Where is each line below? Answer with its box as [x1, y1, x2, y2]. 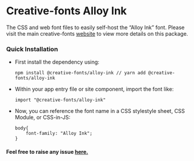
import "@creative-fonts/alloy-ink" [14, 97, 106, 103]
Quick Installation [6, 45, 58, 53]
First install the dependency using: [14, 58, 100, 66]
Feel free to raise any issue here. [6, 148, 88, 155]
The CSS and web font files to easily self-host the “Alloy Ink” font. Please [6, 24, 185, 31]
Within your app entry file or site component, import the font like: [14, 86, 174, 93]
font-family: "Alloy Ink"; [26, 131, 93, 137]
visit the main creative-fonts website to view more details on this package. [6, 30, 189, 37]
